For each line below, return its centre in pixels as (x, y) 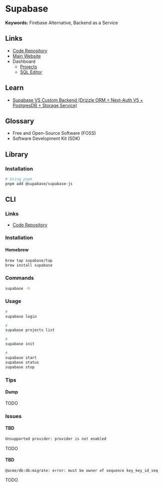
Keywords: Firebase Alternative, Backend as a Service (62, 23)
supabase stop (20, 367)
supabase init (20, 344)
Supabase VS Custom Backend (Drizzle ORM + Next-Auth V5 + (78, 100)
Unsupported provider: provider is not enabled (56, 439)
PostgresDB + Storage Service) (45, 105)
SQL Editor (31, 72)
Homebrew (17, 250)
